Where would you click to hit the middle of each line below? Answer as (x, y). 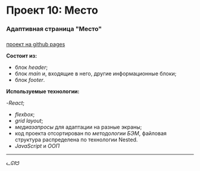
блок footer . (30, 80)
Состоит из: (22, 56)
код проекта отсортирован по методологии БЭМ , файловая (90, 134)
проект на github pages (36, 45)
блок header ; (31, 67)
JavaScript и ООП (37, 146)
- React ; (15, 103)
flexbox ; (25, 115)
